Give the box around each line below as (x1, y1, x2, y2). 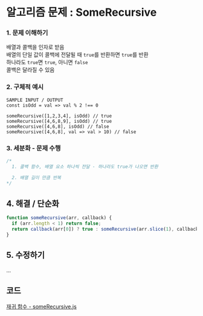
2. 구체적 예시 (6, 83, 44, 91)
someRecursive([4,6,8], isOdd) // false (6, 123, 110, 130)
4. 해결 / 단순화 (6, 198, 59, 209)
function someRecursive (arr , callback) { (6, 215, 112, 221)
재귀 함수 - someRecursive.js (6, 303, 77, 310)
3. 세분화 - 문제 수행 (6, 143, 61, 152)
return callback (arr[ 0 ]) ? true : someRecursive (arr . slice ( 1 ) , (11, 226, 175, 232)
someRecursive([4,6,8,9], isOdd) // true (6, 118, 112, 124)
